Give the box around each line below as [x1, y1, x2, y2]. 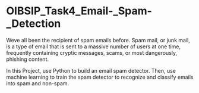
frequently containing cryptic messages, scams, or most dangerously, [6, 49, 178, 56]
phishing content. [6, 55, 49, 63]
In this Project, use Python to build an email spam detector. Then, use [6, 67, 176, 74]
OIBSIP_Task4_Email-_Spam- [6, 4, 153, 18]
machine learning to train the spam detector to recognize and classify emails [6, 73, 194, 80]
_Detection [6, 17, 61, 30]
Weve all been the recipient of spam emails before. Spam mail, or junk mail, [6, 36, 190, 44]
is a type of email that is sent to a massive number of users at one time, [6, 43, 181, 50]
